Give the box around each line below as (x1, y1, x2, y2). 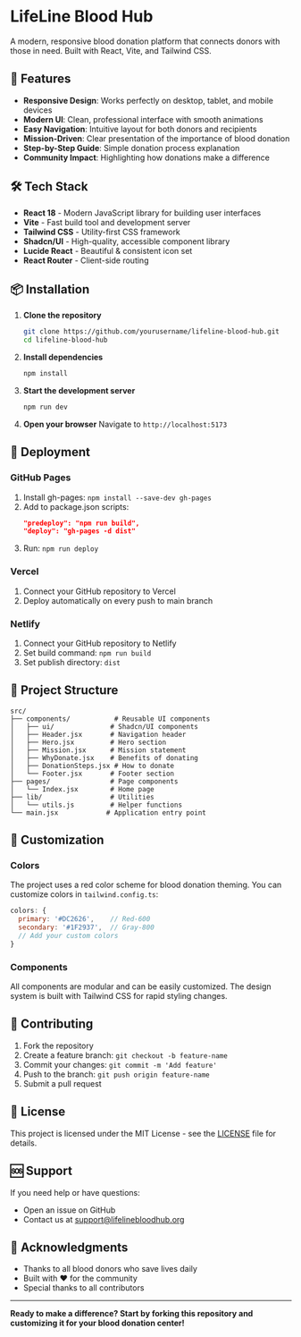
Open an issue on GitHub (22, 1205, 116, 1215)
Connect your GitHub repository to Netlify (22, 638, 177, 648)
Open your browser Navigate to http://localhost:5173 (22, 419, 228, 429)
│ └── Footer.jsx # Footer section (10, 769, 175, 778)
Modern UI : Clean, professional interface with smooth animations (22, 114, 263, 124)
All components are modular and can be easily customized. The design (10, 981, 272, 992)
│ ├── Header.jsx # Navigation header (10, 730, 187, 739)
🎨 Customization (10, 833, 105, 848)
